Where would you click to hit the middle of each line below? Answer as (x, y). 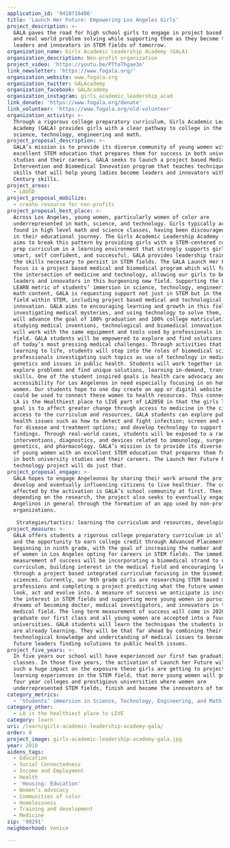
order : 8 (20, 733)
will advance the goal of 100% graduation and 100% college (101, 319)
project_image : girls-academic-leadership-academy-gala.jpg (95, 739)
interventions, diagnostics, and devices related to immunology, (108, 440)
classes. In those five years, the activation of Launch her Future (113, 663)
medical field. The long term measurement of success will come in (112, 612)
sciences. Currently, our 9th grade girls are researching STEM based (116, 579)
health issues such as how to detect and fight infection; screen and (116, 421)
